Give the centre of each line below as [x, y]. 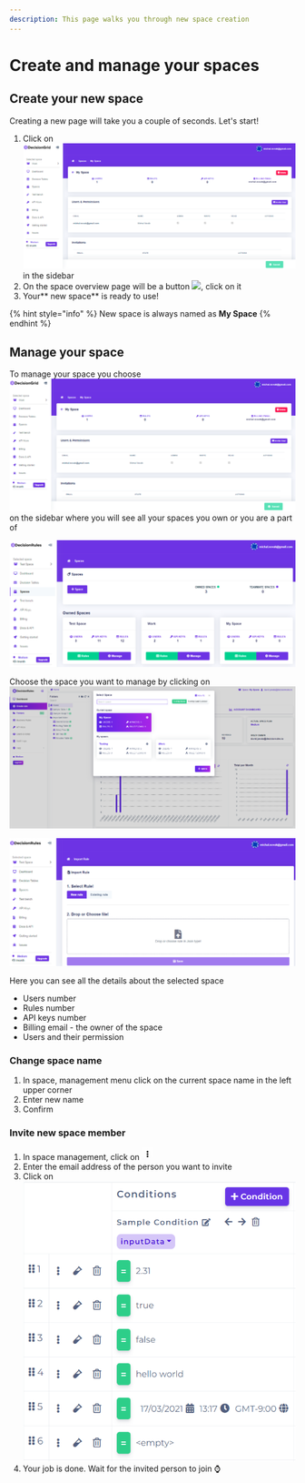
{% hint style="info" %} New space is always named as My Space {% [140, 314]
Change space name [56, 1060]
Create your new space [76, 99]
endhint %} [30, 324]
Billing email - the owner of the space [93, 1027]
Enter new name [53, 1100]
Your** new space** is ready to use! [90, 297]
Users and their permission [73, 1036]
